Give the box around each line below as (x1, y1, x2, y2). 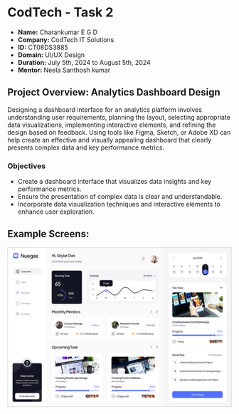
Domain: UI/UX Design (17, 51, 85, 59)
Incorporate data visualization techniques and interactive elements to (17, 200, 221, 209)
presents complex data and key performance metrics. (7, 143, 165, 152)
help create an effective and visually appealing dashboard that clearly (7, 135, 212, 144)
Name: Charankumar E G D (17, 28, 98, 36)
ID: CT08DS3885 (17, 43, 69, 51)
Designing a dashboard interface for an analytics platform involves (7, 105, 203, 114)
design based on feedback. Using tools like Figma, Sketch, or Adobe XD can (7, 128, 231, 136)
